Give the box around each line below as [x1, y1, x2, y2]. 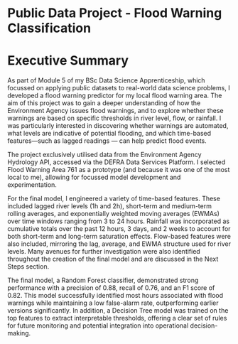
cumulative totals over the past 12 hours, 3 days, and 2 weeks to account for [7, 225, 231, 233]
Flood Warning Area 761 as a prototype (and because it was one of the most [7, 166, 230, 174]
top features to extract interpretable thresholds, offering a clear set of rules [7, 314, 227, 323]
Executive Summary [7, 53, 129, 69]
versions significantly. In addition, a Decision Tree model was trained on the [7, 306, 229, 315]
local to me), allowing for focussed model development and [7, 173, 181, 182]
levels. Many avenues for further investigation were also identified [7, 247, 200, 256]
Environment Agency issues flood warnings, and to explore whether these [7, 107, 224, 115]
